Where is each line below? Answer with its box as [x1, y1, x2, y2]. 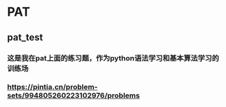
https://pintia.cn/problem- [7, 82, 98, 92]
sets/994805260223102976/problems [7, 91, 140, 100]
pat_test [7, 32, 43, 43]
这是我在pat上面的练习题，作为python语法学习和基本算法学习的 [7, 53, 219, 62]
